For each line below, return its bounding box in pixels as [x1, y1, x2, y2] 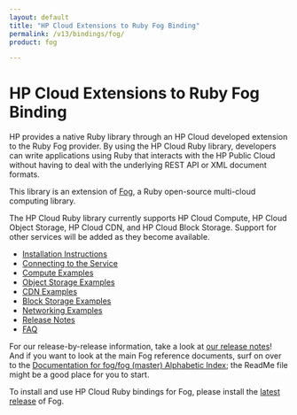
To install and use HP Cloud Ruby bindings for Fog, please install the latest [9, 387, 281, 397]
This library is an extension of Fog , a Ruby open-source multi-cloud [9, 187, 256, 197]
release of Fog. [9, 396, 65, 407]
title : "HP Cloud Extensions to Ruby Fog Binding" [9, 21, 200, 30]
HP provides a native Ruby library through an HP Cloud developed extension [9, 132, 288, 142]
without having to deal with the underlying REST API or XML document [9, 160, 268, 171]
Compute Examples [21, 267, 94, 279]
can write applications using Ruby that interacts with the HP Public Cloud [9, 150, 276, 161]
